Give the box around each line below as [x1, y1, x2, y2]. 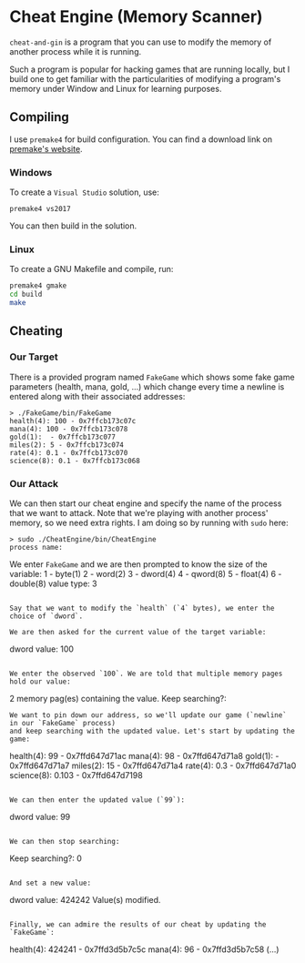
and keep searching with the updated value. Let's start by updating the [9, 726, 296, 735]
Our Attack [9, 477, 59, 490]
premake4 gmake [9, 281, 67, 290]
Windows [9, 166, 53, 178]
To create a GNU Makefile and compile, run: [9, 264, 174, 275]
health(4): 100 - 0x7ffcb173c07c [9, 416, 137, 425]
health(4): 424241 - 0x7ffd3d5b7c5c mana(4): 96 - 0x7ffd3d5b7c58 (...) [9, 944, 280, 955]
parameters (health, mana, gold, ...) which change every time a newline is [9, 380, 285, 392]
